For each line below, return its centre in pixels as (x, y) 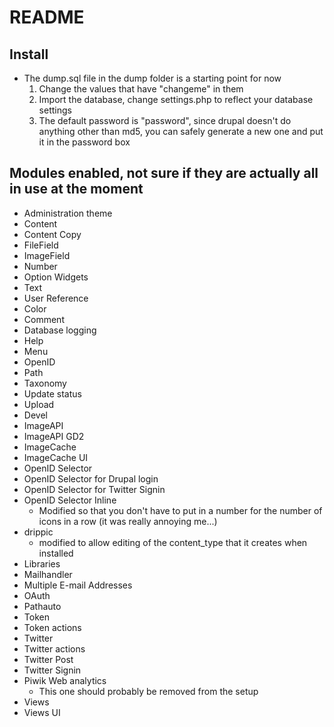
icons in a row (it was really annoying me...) (128, 521)
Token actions (52, 627)
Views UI (42, 712)
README (47, 17)
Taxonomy (45, 383)
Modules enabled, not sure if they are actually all (164, 173)
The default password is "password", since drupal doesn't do (165, 120)
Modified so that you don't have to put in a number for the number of (180, 510)
